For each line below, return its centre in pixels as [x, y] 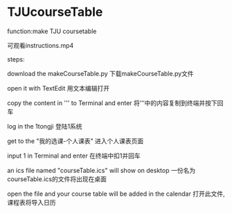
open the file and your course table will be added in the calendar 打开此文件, [116, 194]
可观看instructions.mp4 [41, 45]
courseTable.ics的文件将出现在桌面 [57, 179]
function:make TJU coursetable [52, 31]
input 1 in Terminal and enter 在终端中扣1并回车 [74, 156]
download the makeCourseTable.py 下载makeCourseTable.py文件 [100, 73]
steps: [16, 59]
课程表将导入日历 [32, 202]
